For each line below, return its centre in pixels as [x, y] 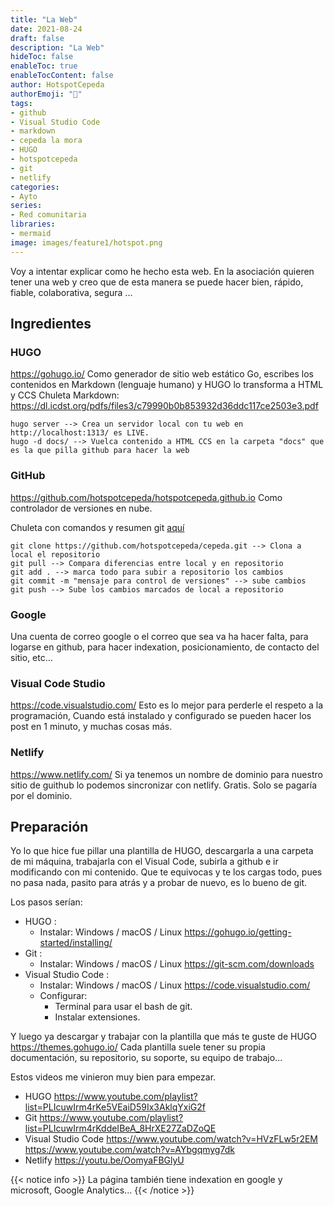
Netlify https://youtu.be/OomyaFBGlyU [104, 1160]
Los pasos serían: [46, 902]
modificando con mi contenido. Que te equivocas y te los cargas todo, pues [166, 872]
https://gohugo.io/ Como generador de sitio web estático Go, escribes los [162, 374]
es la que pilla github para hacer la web [100, 451]
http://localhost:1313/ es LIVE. [80, 433]
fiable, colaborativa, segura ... [71, 292]
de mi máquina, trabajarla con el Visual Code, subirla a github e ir [144, 862]
